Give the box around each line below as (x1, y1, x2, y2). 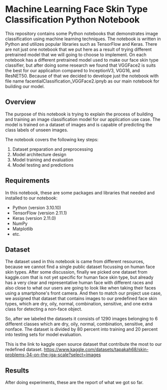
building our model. (5, 83, 45, 89)
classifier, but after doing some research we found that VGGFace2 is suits (5, 62, 156, 68)
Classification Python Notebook (5, 14, 140, 25)
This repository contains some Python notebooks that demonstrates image (5, 30, 158, 36)
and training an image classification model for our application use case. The (5, 116, 161, 122)
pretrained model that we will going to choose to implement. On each (5, 51, 147, 58)
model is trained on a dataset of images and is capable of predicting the (5, 121, 153, 127)
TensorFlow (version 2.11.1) (12, 210, 67, 216)
